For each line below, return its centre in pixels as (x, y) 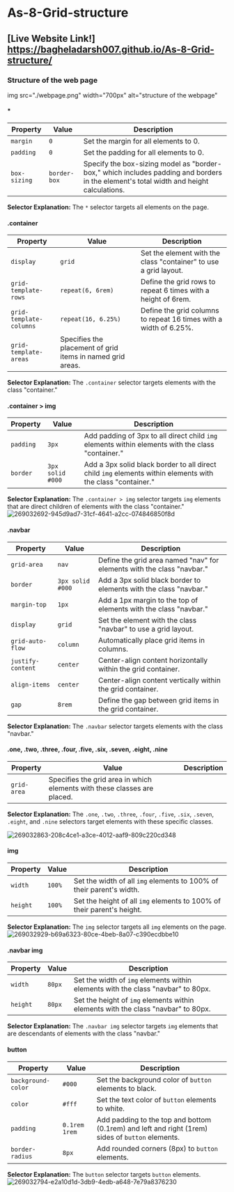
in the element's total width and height (146, 181)
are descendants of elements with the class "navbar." (84, 1034)
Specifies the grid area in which (100, 779)
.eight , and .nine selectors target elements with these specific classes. (110, 821)
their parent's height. (108, 910)
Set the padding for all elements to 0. (143, 152)
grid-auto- (29, 641)
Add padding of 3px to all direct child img (151, 436)
